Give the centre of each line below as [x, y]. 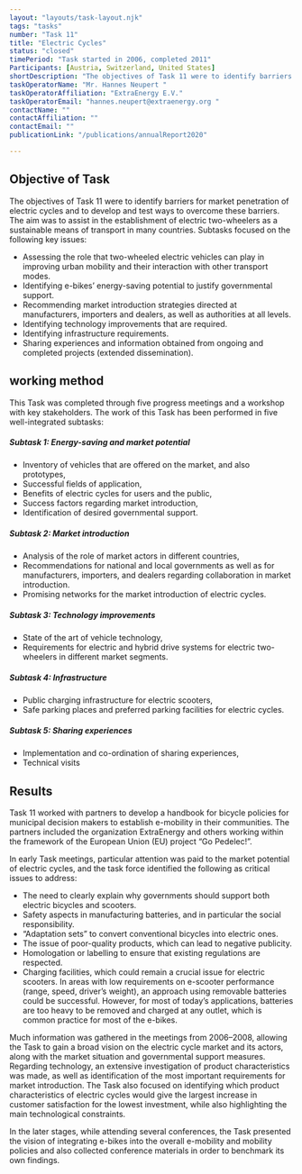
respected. [42, 963]
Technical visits [51, 763]
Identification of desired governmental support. [110, 513]
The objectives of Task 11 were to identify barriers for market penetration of [150, 201]
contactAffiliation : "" [54, 118]
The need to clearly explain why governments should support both [146, 896]
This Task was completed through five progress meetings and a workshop [147, 403]
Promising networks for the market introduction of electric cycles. [144, 595]
